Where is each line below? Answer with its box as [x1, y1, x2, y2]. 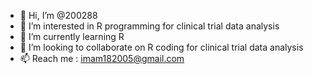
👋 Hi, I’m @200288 [19, 10, 98, 21]
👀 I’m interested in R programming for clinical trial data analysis [19, 20, 280, 32]
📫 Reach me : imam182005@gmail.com [19, 53, 185, 64]
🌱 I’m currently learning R [19, 31, 125, 42]
